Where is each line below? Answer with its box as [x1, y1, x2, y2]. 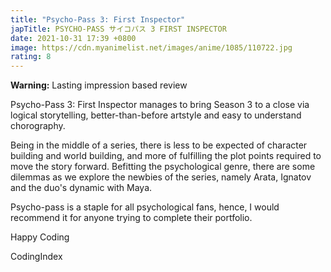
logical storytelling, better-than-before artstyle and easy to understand [10, 109, 302, 121]
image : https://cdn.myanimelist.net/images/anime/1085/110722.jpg [10, 42, 293, 53]
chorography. [10, 120, 66, 132]
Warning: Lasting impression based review [10, 79, 188, 91]
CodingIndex [10, 251, 63, 263]
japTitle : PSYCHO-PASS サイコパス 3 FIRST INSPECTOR [10, 24, 227, 34]
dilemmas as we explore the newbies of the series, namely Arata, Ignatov [10, 171, 312, 183]
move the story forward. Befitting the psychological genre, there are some [10, 161, 316, 173]
